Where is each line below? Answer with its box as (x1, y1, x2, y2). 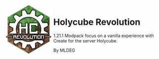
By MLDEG (53, 47, 75, 53)
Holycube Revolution (53, 17, 141, 28)
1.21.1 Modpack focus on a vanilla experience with (53, 33, 154, 39)
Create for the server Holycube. (53, 38, 118, 43)
